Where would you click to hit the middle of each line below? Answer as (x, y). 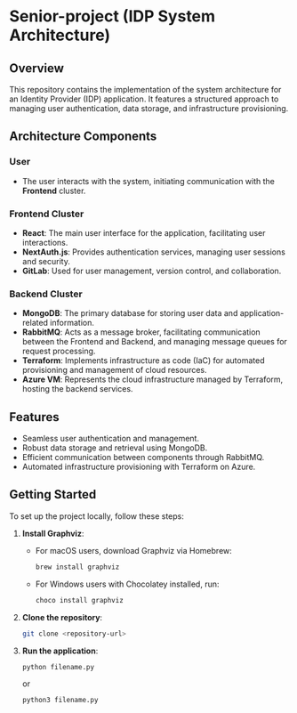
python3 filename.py (60, 701)
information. (72, 323)
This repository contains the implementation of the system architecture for (145, 89)
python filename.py (58, 667)
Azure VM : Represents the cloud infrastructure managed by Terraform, (153, 379)
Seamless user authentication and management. (111, 439)
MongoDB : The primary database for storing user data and (130, 313)
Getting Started (53, 494)
